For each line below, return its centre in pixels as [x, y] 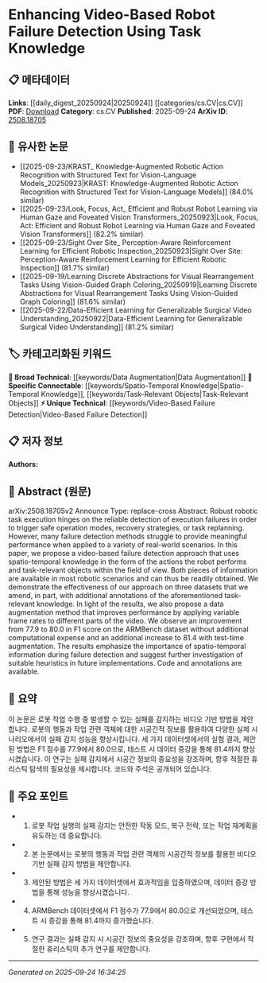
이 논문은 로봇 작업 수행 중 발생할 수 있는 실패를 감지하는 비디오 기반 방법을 [124, 719]
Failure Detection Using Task [105, 31]
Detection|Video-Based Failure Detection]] [78, 414]
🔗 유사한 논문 [39, 147]
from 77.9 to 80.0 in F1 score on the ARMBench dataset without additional [128, 629]
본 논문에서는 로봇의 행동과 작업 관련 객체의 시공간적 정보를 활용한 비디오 [144, 853]
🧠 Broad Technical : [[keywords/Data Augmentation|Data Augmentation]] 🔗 [130, 377]
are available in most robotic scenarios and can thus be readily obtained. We [133, 579]
